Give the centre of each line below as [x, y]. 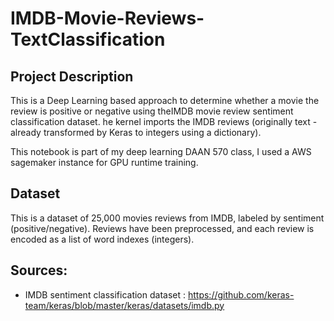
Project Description [72, 76]
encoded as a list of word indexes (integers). [102, 239]
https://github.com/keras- [241, 294]
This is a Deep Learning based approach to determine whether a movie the [165, 100]
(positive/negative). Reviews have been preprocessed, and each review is [162, 228]
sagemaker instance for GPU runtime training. [104, 162]
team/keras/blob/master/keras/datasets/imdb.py [124, 305]
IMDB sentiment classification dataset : [105, 294]
